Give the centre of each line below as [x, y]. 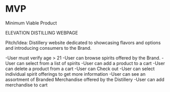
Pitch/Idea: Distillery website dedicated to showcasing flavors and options [83, 42]
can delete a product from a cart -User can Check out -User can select [80, 69]
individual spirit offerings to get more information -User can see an [75, 74]
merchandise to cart [27, 85]
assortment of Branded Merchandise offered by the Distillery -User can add [85, 79]
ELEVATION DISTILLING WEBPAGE [42, 33]
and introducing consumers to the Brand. [48, 48]
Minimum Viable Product [31, 23]
